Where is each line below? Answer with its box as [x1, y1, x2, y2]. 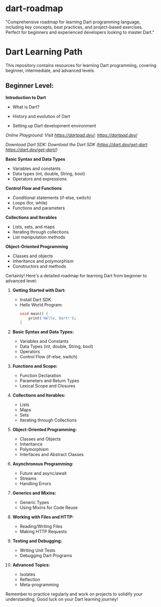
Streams [19, 475, 37, 481]
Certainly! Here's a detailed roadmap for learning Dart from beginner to [5, 272, 147, 278]
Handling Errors [19, 481, 51, 487]
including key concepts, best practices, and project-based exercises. [5, 24, 143, 30]
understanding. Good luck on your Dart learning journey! [5, 596, 118, 602]
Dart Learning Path [5, 47, 83, 57]
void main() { [19, 311, 48, 316]
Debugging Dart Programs [19, 553, 72, 558]
